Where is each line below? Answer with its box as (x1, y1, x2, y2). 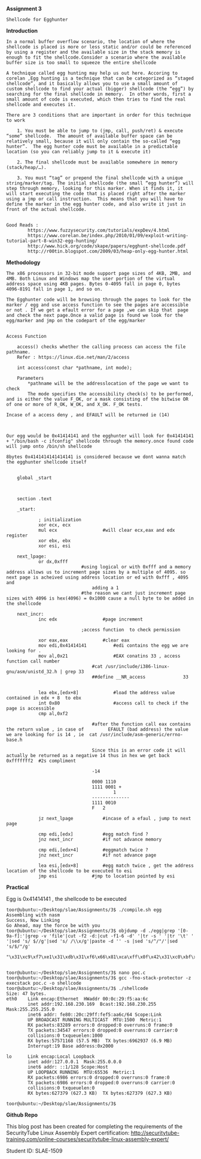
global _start (17, 475, 52, 481)
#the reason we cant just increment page (81, 590, 186, 596)
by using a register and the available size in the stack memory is (6, 49, 181, 55)
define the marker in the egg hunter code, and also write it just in (6, 201, 186, 207)
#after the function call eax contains (92, 721, 191, 727)
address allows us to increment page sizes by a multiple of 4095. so (6, 569, 186, 575)
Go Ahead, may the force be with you (6, 922, 100, 928)
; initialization (38, 517, 82, 523)
